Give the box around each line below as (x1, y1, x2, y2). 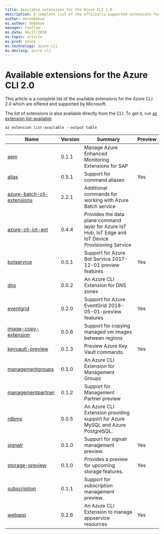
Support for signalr (84, 436, 127, 442)
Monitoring (84, 156, 109, 163)
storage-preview (7, 462, 47, 469)
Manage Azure (84, 144, 118, 151)
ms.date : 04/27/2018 (5, 30, 47, 35)
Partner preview (84, 395, 121, 402)
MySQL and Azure (84, 422, 126, 429)
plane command (84, 217, 121, 224)
